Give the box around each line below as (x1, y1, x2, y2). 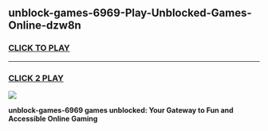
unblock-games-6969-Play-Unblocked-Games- (8, 6, 253, 20)
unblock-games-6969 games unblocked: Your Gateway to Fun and (8, 105, 234, 114)
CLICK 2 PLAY (8, 72, 64, 83)
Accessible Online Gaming (8, 114, 98, 123)
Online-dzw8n (8, 19, 81, 33)
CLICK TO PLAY (8, 43, 70, 54)
